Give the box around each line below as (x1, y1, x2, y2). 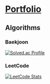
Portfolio (5, 3, 42, 15)
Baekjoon (5, 38, 29, 45)
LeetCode (5, 62, 29, 69)
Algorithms (5, 23, 41, 32)
